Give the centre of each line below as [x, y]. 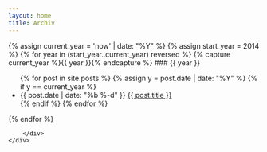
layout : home [30, 16]
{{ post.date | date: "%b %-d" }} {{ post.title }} [96, 95]
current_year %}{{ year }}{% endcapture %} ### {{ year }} [104, 62]
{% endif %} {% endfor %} [64, 103]
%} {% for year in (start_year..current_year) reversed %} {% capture [120, 54]
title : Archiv [32, 23]
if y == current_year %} [58, 86]
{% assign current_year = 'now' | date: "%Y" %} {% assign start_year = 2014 [134, 45]
